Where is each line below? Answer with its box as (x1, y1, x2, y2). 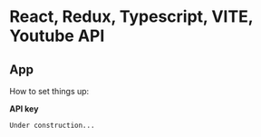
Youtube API (9, 25, 105, 46)
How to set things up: (9, 86, 90, 96)
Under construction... (9, 121, 95, 130)
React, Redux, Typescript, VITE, (9, 6, 254, 27)
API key (9, 103, 39, 114)
